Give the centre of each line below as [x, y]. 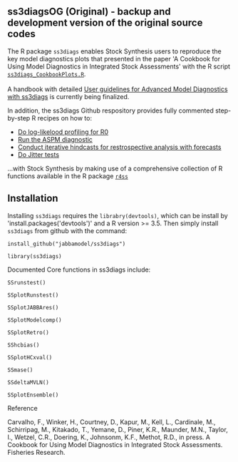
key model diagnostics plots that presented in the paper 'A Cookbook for [114, 58]
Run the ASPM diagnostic [55, 139]
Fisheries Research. [36, 452]
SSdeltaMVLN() [29, 382]
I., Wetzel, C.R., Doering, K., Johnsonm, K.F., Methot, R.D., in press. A [109, 437]
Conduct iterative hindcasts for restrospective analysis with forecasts [119, 147]
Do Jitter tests [38, 154]
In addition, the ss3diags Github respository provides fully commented [110, 111]
